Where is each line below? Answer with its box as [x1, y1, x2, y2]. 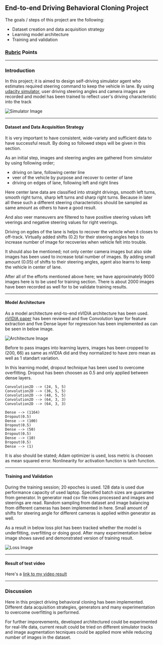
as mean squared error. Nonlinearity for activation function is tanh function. [5, 457, 156, 463]
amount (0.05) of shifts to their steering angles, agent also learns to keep [5, 259, 151, 265]
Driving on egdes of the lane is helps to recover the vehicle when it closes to [5, 228, 158, 234]
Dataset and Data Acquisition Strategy [5, 124, 84, 130]
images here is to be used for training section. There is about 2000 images [5, 279, 154, 285]
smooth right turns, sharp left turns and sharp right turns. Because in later [5, 194, 153, 200]
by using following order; [5, 160, 55, 166]
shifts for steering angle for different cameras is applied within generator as [5, 510, 156, 516]
